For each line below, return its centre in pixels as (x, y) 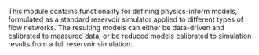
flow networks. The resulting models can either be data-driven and (117, 27)
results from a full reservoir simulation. (71, 44)
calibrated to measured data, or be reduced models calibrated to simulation (130, 36)
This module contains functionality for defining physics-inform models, (123, 11)
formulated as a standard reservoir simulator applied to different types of (126, 19)
